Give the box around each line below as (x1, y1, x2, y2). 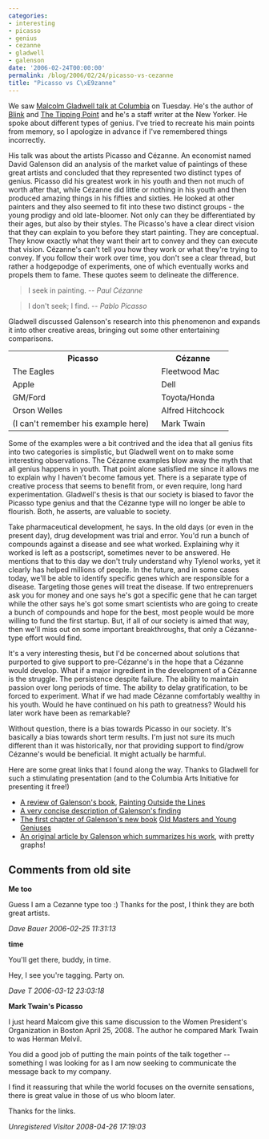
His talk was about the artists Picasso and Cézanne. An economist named (8, 150, 251, 160)
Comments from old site (8, 863, 131, 877)
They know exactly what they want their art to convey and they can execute (8, 236, 259, 245)
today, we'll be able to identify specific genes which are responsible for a (8, 573, 250, 582)
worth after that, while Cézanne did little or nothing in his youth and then (8, 184, 247, 194)
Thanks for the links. (8, 1106, 76, 1116)
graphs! (19, 840, 46, 849)
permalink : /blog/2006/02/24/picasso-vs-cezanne (8, 71, 174, 79)
